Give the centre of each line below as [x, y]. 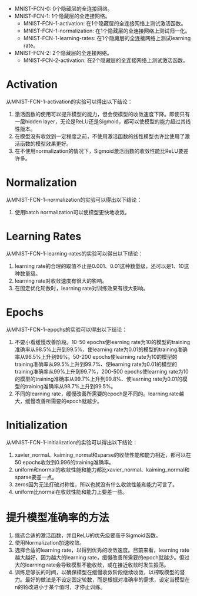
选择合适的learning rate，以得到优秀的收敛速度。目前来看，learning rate [102, 550]
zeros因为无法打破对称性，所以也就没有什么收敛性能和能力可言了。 [96, 484]
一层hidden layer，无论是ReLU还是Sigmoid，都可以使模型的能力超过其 [100, 121]
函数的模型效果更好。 [46, 143]
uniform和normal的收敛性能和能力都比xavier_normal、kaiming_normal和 [102, 469]
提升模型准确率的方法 [58, 518]
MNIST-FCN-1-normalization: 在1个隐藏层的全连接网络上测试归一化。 [107, 31]
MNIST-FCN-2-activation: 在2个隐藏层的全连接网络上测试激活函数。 [106, 60]
